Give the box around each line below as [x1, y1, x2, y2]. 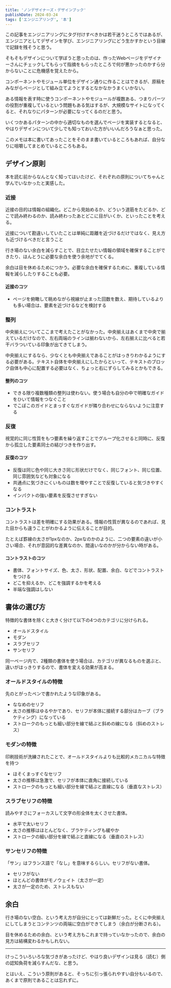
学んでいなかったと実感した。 [5, 180, 68, 186]
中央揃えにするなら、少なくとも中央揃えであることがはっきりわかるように [5, 352, 161, 358]
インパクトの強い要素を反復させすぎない [12, 492, 98, 498]
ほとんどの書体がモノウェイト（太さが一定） [12, 877, 107, 884]
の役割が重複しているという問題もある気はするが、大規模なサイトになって [5, 102, 161, 108]
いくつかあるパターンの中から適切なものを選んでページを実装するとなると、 [5, 119, 165, 125]
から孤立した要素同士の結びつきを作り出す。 [5, 442, 99, 448]
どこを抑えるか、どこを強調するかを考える [12, 580, 102, 586]
